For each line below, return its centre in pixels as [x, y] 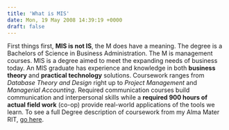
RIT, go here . [25, 120]
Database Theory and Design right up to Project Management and [102, 83]
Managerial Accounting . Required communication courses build [99, 90]
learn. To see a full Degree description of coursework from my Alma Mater [113, 112]
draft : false [26, 26]
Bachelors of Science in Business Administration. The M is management [110, 53]
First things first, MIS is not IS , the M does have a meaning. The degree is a [115, 46]
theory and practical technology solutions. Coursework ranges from [106, 75]
